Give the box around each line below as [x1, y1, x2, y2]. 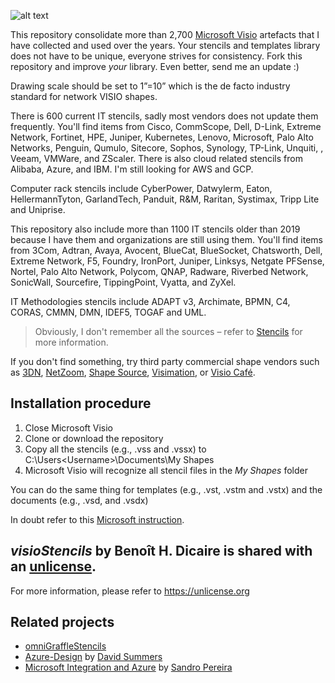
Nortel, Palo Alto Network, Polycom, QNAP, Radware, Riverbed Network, [10, 266, 309, 277]
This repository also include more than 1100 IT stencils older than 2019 [10, 223, 301, 235]
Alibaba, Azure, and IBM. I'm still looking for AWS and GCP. [10, 163, 254, 175]
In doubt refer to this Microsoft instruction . [10, 513, 185, 525]
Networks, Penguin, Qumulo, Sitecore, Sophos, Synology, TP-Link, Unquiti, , [10, 142, 324, 154]
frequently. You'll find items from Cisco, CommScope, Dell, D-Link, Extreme [10, 121, 322, 132]
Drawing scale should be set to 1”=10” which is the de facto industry [10, 80, 291, 92]
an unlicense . [10, 558, 97, 575]
